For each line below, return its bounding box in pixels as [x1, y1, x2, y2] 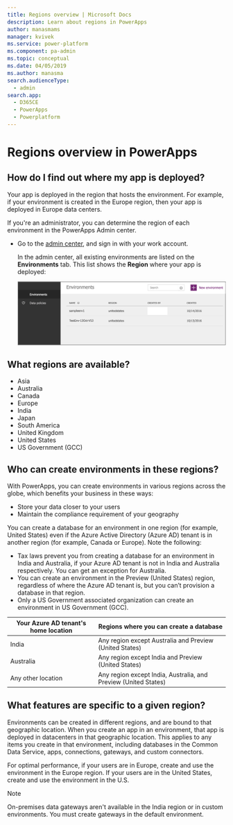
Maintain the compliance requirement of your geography [17, 510, 179, 518]
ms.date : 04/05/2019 [7, 62, 67, 69]
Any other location [10, 674, 63, 683]
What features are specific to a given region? [7, 699, 206, 711]
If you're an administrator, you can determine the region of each [7, 219, 190, 227]
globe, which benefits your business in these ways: [7, 489, 154, 497]
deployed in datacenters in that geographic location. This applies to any [7, 733, 212, 741]
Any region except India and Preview [98, 653, 202, 662]
